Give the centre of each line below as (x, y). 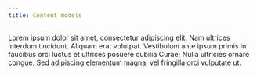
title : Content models (45, 15)
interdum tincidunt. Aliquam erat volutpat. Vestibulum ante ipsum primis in (127, 46)
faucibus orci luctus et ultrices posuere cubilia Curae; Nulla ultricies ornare (129, 54)
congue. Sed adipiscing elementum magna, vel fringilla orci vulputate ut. (125, 62)
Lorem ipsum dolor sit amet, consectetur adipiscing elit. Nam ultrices (119, 37)
